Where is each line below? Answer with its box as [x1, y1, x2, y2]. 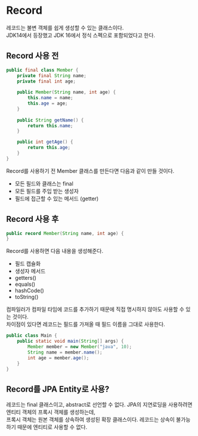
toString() [14, 294, 39, 301]
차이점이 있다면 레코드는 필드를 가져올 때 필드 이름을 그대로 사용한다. [6, 321, 165, 328]
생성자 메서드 [14, 267, 46, 275]
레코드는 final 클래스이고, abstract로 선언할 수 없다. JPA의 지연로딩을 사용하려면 [6, 401, 193, 408]
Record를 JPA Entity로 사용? [6, 384, 110, 394]
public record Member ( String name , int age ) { [6, 230, 124, 236]
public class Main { [6, 333, 58, 339]
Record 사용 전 [6, 51, 59, 61]
